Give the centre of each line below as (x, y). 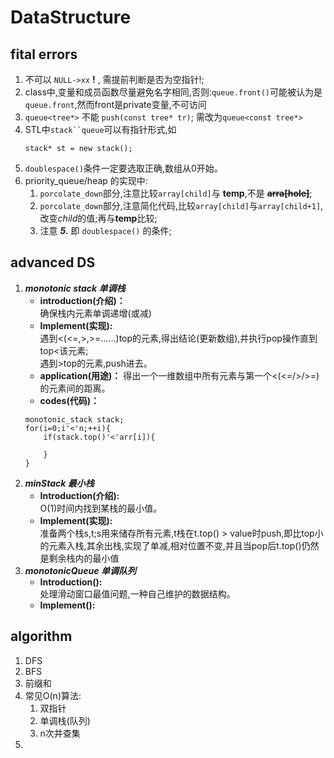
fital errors (44, 54)
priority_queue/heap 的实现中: (86, 180)
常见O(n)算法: (53, 695)
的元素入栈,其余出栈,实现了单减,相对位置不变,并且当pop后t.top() (170, 545)
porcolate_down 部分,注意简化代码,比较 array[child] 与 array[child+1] (180, 205)
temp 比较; (136, 218)
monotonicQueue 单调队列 (80, 570)
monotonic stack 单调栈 (75, 288)
